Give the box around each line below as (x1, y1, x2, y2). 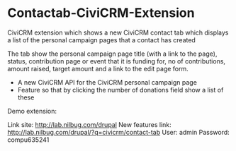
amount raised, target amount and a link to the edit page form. (7, 64, 189, 73)
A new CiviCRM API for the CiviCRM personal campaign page (17, 78, 197, 86)
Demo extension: (7, 107, 57, 115)
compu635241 (7, 135, 50, 144)
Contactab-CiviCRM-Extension (7, 5, 195, 21)
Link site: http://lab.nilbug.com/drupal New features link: (7, 120, 172, 128)
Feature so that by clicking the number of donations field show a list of (17, 85, 224, 94)
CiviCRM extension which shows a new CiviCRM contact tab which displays (7, 28, 229, 37)
